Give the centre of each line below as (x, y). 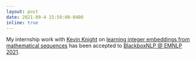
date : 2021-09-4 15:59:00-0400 (45, 17)
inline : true (22, 23)
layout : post (22, 12)
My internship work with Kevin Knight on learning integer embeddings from (98, 40)
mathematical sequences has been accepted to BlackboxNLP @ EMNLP (94, 46)
